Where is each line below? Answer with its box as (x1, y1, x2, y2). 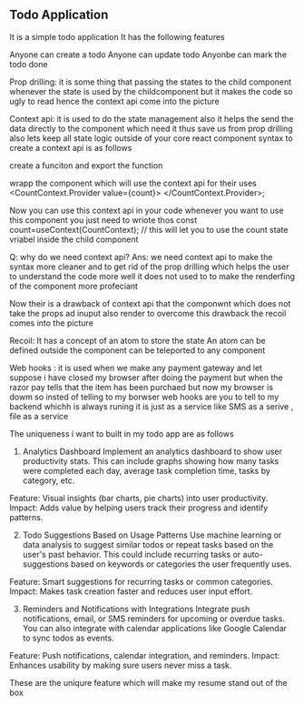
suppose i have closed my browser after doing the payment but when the (9, 372, 283, 383)
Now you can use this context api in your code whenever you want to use (9, 205, 284, 216)
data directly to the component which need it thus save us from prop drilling (9, 123, 293, 134)
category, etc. (22, 475, 75, 486)
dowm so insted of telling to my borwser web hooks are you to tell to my (9, 391, 279, 402)
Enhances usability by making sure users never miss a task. (9, 660, 232, 670)
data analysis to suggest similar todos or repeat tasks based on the (22, 539, 274, 549)
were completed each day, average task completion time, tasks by (22, 465, 270, 476)
